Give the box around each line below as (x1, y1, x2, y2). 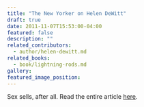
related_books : (7, 55, 51, 62)
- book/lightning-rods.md (13, 61, 87, 68)
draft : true (7, 16, 41, 23)
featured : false (7, 29, 53, 36)
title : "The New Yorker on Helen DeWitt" (7, 10, 127, 17)
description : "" (7, 36, 53, 43)
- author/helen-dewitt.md (13, 49, 87, 56)
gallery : (7, 67, 32, 74)
